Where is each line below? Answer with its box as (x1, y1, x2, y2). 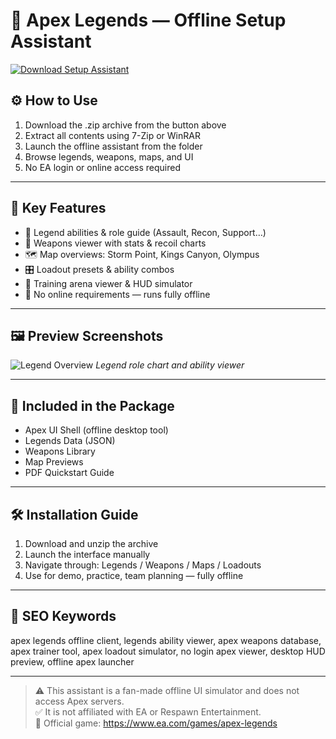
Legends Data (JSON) (24, 435, 116, 447)
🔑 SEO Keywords (10, 608, 117, 625)
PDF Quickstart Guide (24, 467, 115, 479)
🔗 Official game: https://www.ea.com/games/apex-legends (34, 717, 278, 729)
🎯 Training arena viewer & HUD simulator (24, 277, 193, 289)
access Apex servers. (34, 695, 125, 707)
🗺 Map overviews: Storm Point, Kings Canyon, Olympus (24, 248, 260, 260)
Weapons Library (24, 445, 96, 458)
